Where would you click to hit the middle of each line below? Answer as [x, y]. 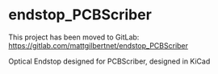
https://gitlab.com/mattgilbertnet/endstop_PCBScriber [98, 45]
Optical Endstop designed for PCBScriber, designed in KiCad [109, 61]
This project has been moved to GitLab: [74, 37]
